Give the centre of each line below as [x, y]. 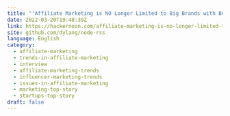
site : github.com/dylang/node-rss [56, 32]
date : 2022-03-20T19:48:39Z [47, 20]
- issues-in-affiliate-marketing [61, 83]
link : [15, 26]
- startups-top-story [44, 96]
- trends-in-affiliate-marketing [61, 58]
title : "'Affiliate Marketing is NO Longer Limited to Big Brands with [111, 13]
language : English [33, 39]
